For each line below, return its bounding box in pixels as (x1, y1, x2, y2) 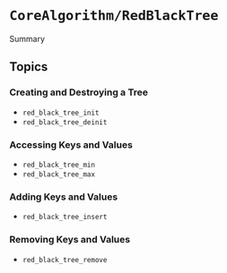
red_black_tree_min (22, 160, 96, 169)
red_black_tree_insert (22, 213, 108, 222)
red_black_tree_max (22, 169, 96, 179)
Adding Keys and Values (9, 191, 118, 203)
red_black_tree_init (22, 108, 100, 117)
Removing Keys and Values (9, 234, 131, 246)
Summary (9, 33, 46, 44)
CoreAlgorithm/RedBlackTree (9, 7, 219, 24)
